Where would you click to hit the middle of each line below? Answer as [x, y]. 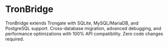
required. [15, 39]
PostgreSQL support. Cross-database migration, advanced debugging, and [83, 28]
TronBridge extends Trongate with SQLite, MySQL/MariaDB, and [72, 23]
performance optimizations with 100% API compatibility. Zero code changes [84, 33]
